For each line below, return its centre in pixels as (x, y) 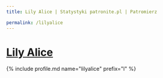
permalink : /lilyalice (35, 22)
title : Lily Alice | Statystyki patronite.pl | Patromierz (82, 12)
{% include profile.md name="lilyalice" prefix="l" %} (71, 69)
